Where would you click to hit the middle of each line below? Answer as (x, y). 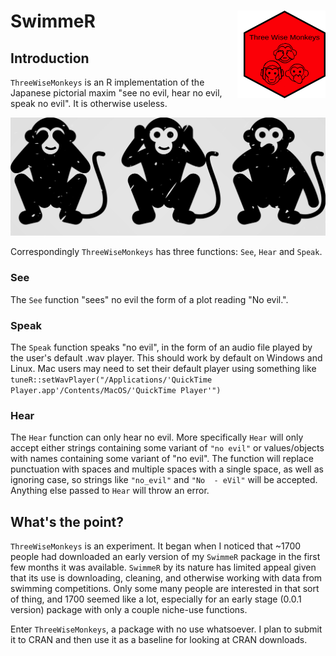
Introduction (50, 58)
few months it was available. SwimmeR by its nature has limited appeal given (163, 567)
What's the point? (67, 521)
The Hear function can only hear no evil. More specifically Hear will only (157, 437)
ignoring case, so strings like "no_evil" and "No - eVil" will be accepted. (164, 480)
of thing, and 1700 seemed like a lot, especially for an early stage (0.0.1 (156, 599)
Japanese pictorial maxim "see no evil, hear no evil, (116, 93)
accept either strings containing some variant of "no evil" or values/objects (167, 448)
